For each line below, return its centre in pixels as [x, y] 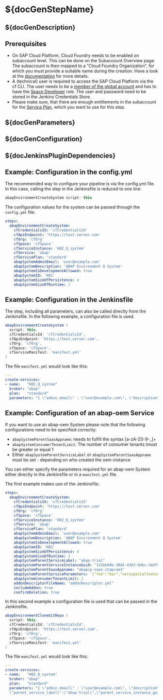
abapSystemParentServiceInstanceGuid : [53, 565]
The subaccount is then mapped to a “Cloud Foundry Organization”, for [83, 66]
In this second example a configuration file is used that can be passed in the [81, 601]
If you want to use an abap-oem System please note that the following [75, 425]
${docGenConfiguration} [44, 139]
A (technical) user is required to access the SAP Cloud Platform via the [83, 81]
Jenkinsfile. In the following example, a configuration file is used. [70, 316]
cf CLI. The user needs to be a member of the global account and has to [84, 87]
